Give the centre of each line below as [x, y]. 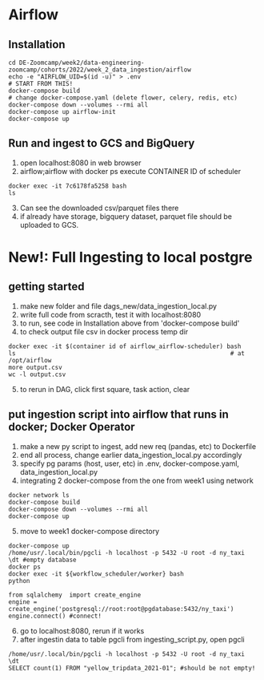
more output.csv [35, 367]
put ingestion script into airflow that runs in [119, 415]
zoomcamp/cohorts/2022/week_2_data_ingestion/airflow [100, 70]
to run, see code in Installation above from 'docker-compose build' [130, 323]
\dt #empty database [43, 560]
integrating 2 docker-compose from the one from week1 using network [136, 480]
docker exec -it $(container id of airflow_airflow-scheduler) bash [125, 346]
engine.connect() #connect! [55, 616]
